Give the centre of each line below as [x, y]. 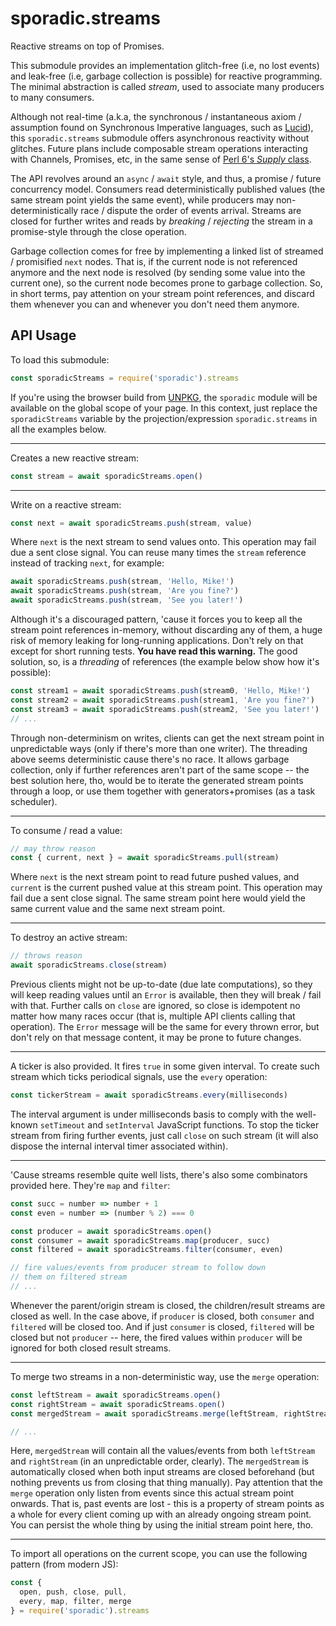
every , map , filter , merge [75, 1602]
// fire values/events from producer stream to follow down [138, 1268]
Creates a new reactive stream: [75, 458]
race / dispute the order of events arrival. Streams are [191, 210]
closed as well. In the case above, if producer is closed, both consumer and [162, 1316]
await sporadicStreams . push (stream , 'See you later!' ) [127, 600]
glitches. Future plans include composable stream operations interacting [159, 148]
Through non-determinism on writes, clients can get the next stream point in [167, 738]
